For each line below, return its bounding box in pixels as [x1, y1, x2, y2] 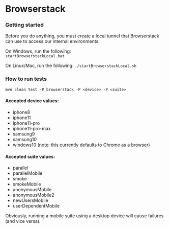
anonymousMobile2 [12, 192, 54, 198]
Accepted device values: [5, 98, 59, 104]
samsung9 [12, 131, 35, 137]
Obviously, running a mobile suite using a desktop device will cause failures [5, 213, 164, 219]
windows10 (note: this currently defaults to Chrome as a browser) [12, 142, 150, 148]
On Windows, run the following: [5, 48, 71, 54]
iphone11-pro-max [12, 125, 51, 131]
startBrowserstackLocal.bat [5, 54, 65, 59]
